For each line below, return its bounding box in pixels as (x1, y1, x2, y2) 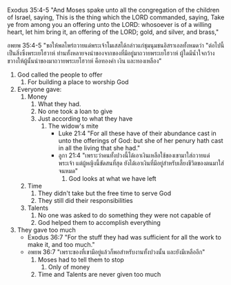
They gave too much (17, 226, 76, 234)
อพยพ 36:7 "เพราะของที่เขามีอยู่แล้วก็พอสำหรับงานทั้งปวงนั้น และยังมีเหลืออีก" (27, 248, 205, 256)
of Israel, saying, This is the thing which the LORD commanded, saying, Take (7, 13, 225, 21)
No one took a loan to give (37, 107, 113, 115)
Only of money (48, 263, 90, 271)
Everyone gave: (17, 86, 62, 93)
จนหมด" (58, 167, 78, 175)
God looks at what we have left (68, 175, 157, 182)
